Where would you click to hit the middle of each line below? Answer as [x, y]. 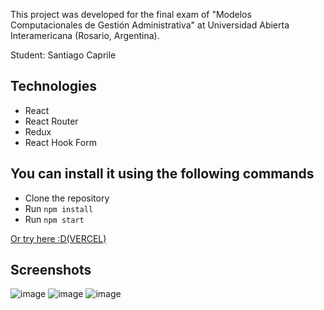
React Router [51, 121]
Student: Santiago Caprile [63, 55]
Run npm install [59, 208]
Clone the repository [67, 198]
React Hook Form [60, 142]
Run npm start [54, 219]
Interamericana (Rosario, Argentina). [85, 35]
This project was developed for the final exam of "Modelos [131, 14]
